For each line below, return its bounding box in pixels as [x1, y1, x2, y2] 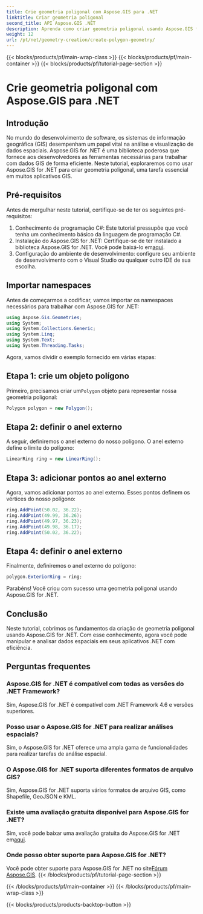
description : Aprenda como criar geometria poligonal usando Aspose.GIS [6, 25, 193, 32]
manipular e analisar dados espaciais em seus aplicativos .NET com [6, 637, 175, 644]
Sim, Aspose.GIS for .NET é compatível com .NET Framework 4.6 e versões [6, 701, 194, 708]
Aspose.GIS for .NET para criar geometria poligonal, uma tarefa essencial [6, 166, 188, 173]
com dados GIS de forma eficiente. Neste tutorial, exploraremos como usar [6, 160, 193, 167]
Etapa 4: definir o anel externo [6, 546, 123, 556]
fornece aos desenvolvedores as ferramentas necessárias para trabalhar [6, 154, 188, 160]
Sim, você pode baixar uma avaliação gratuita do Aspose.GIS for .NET [6, 829, 180, 837]
